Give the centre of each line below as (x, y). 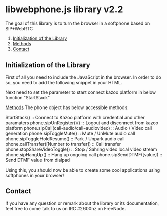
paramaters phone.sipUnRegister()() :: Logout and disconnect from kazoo (82, 123)
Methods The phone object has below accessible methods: (67, 107)
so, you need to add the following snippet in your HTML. (64, 82)
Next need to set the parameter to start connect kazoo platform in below (81, 92)
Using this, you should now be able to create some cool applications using (83, 170)
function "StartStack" (28, 97)
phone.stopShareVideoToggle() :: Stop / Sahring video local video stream (81, 149)
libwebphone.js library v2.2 (64, 9)
